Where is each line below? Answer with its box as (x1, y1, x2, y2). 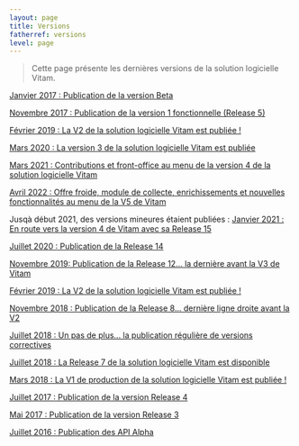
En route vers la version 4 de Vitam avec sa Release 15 (9, 223, 212, 234)
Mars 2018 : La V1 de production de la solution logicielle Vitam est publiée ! (9, 375, 287, 386)
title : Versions (9, 22, 70, 31)
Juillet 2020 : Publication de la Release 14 (9, 241, 164, 252)
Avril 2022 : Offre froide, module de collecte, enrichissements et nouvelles (9, 187, 285, 198)
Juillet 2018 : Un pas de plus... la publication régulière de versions (9, 330, 254, 341)
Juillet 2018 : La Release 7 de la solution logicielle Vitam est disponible (9, 357, 270, 368)
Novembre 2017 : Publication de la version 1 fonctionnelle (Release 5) (9, 107, 266, 118)
